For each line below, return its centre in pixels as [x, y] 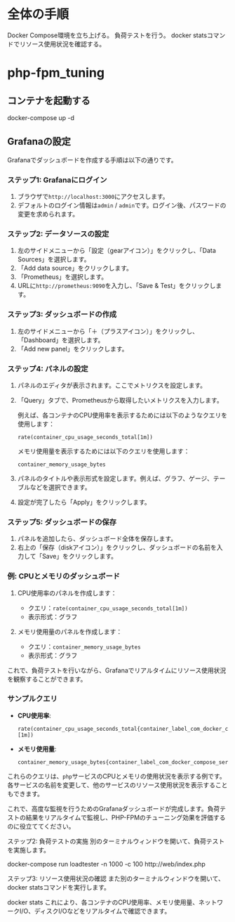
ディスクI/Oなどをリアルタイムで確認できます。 [102, 911]
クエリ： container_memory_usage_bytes [85, 647]
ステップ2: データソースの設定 [58, 234]
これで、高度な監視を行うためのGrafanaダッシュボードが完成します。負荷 [114, 808]
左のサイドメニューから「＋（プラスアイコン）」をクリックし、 [108, 331]
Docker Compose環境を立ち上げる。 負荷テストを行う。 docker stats [107, 35]
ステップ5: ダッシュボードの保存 [62, 522]
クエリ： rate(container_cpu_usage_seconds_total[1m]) [108, 608]
